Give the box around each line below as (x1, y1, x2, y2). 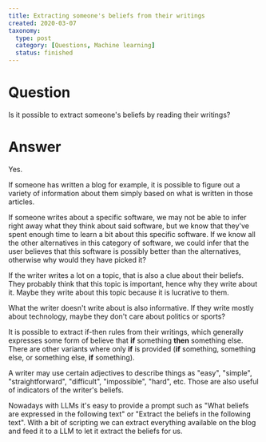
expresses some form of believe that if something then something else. (8, 336, 244, 345)
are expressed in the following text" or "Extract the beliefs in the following (8, 409, 252, 419)
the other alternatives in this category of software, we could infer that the (8, 238, 249, 247)
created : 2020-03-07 (8, 19, 77, 27)
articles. (8, 197, 35, 207)
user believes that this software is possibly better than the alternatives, (8, 246, 241, 256)
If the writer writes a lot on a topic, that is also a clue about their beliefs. (8, 270, 244, 280)
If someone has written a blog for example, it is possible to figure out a (8, 179, 240, 189)
